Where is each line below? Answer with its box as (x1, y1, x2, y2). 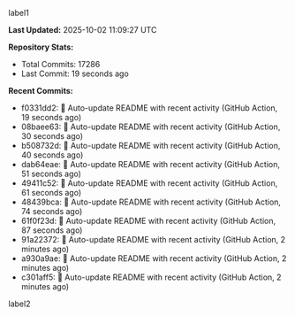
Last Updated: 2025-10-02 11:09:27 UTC (8, 25, 157, 35)
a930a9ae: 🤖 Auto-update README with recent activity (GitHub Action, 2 (20, 253, 287, 264)
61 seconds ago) (20, 188, 82, 197)
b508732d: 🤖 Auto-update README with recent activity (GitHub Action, (20, 141, 281, 150)
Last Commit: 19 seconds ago (20, 68, 129, 79)
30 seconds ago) (20, 131, 84, 141)
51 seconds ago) (20, 168, 81, 179)
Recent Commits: (8, 86, 73, 96)
